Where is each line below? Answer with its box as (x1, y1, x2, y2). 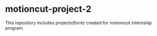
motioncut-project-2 (5, 3, 92, 15)
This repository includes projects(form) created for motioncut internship (5, 20, 152, 26)
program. (5, 25, 24, 31)
